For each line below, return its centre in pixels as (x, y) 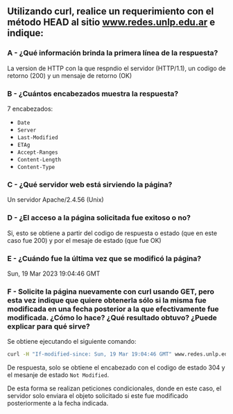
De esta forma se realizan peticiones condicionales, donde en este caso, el (114, 388)
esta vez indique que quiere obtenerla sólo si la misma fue (107, 300)
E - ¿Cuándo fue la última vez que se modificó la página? (104, 258)
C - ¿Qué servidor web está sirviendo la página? (90, 184)
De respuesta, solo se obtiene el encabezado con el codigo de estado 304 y (116, 367)
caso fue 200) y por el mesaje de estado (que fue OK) (84, 240)
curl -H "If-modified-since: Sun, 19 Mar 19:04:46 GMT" (89, 354)
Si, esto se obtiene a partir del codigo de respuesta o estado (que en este (112, 233)
